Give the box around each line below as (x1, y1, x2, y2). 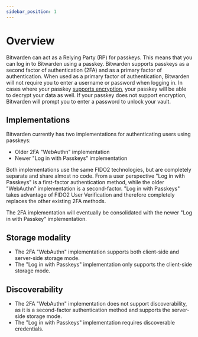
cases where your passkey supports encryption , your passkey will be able (6, 85, 187, 92)
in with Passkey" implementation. (6, 216, 87, 223)
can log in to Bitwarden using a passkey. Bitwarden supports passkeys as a (6, 60, 189, 67)
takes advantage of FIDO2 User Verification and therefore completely (6, 191, 175, 198)
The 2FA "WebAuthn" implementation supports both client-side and (14, 248, 179, 255)
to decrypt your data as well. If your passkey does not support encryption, (6, 91, 187, 98)
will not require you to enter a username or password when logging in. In (6, 79, 183, 86)
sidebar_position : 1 (6, 8, 57, 15)
